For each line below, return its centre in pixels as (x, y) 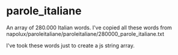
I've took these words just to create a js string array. (71, 45)
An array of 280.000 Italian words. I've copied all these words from (89, 27)
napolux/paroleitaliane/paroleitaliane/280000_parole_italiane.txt (85, 33)
